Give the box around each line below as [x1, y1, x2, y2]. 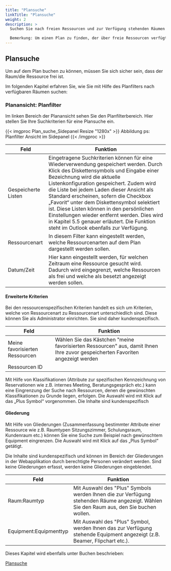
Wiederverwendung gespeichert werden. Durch [48, 161, 163, 168]
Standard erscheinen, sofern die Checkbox [48, 193, 151, 200]
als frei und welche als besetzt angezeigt [48, 273, 147, 280]
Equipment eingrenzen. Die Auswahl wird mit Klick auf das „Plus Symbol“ [5, 438, 159, 444]
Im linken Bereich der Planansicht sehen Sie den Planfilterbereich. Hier [5, 113, 154, 119]
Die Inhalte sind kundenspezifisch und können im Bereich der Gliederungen [5, 453, 164, 459]
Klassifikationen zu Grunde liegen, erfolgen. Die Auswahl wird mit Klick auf [5, 393, 162, 399]
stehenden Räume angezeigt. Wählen [73, 497, 162, 504]
